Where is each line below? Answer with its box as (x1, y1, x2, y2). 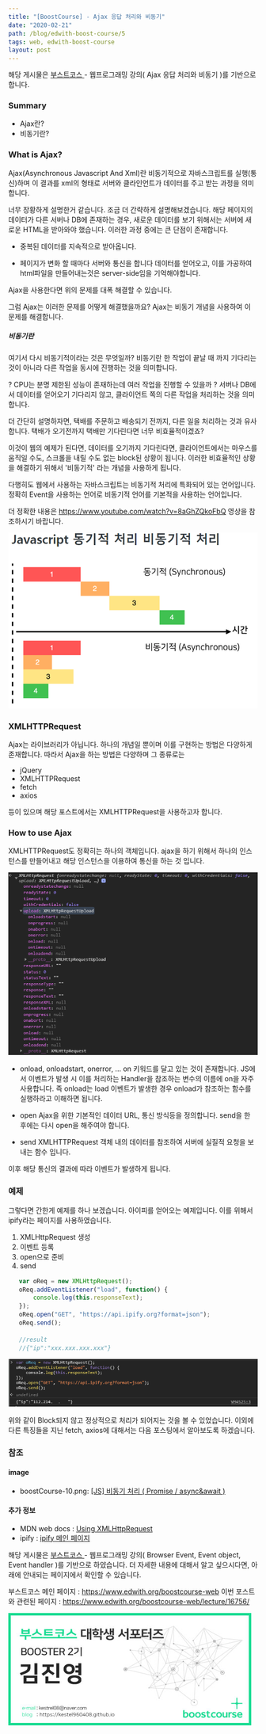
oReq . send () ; (18, 1319, 62, 1327)
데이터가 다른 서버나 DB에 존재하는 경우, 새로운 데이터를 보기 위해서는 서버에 (8, 215, 244, 224)
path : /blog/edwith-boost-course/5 (8, 29, 126, 37)
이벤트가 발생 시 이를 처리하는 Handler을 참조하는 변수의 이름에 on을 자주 (28, 1074, 255, 1084)
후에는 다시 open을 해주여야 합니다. (19, 1121, 130, 1130)
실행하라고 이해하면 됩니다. (19, 1094, 103, 1103)
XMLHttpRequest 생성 (19, 1232, 91, 1241)
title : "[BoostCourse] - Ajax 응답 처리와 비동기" (8, 13, 165, 21)
